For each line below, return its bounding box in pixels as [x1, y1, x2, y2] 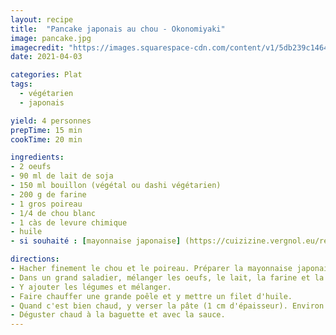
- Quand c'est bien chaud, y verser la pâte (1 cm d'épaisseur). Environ [10, 301, 325, 311]
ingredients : [10, 152, 65, 163]
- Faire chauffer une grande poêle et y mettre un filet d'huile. [10, 291, 293, 301]
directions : [10, 254, 60, 265]
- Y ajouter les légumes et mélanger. [10, 282, 172, 292]
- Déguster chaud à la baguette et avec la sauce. [10, 310, 226, 320]
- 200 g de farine [10, 189, 87, 200]
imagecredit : [10, 42, 65, 53]
